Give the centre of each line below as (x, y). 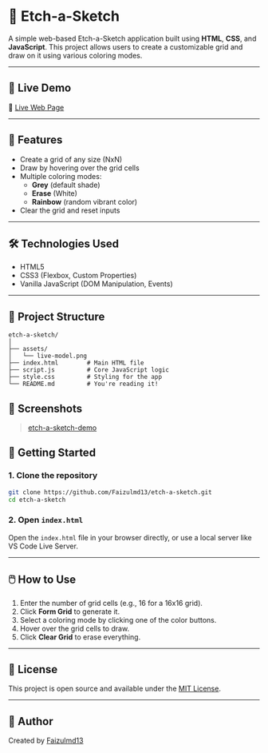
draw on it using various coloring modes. (75, 55)
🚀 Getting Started (52, 453)
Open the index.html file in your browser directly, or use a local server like (130, 537)
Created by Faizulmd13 (46, 741)
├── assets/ (28, 349)
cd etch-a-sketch (37, 500)
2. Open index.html (46, 520)
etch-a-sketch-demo (62, 428)
